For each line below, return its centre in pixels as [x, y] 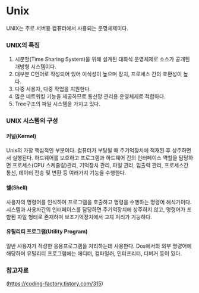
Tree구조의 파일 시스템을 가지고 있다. [58, 104]
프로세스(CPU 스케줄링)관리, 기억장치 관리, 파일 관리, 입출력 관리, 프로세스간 [100, 166]
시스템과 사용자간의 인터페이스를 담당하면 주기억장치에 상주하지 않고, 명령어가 [96, 209]
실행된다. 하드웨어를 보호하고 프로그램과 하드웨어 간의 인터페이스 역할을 [95, 158]
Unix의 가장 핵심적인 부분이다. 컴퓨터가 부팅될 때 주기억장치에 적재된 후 [89, 151]
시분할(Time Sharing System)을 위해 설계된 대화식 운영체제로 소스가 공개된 [102, 59]
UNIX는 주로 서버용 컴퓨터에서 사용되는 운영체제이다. [67, 28]
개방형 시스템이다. [35, 67]
